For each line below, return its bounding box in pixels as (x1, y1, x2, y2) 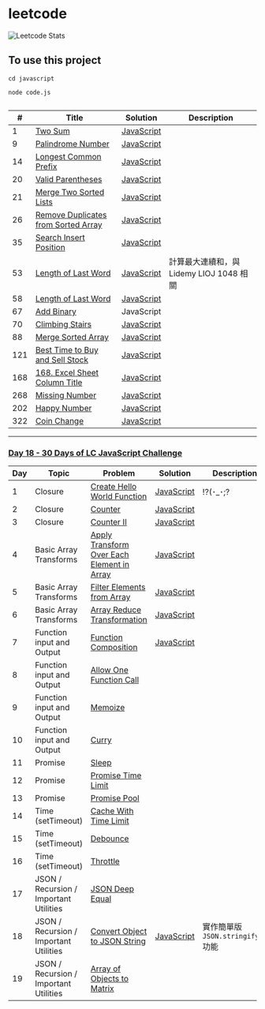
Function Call (90, 675, 140, 686)
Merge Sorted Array (35, 332, 109, 343)
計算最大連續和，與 (169, 256, 241, 267)
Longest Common (35, 151, 102, 163)
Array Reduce (90, 604, 142, 615)
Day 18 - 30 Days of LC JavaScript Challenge (8, 447, 183, 458)
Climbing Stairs (35, 319, 92, 330)
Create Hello (90, 481, 137, 492)
